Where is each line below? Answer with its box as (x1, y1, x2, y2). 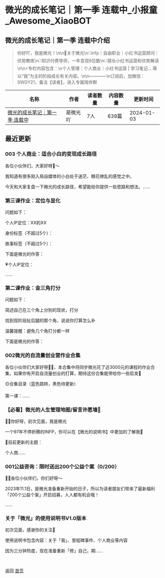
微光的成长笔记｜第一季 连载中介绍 (5, 36, 110, 44)
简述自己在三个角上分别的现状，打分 (5, 307, 79, 313)
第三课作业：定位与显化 (5, 197, 60, 204)
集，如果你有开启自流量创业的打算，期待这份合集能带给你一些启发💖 (5, 370, 141, 376)
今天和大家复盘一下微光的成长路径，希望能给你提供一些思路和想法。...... (5, 183, 151, 189)
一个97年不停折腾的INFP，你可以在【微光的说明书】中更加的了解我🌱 (5, 428, 143, 434)
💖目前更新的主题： (5, 439, 43, 445)
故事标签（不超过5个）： (5, 241, 53, 246)
